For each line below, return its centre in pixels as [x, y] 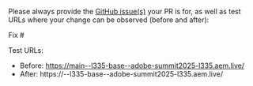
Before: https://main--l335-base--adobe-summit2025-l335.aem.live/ [132, 65]
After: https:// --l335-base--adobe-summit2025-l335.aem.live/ [121, 74]
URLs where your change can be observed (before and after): [109, 20]
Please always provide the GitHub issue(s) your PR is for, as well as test [125, 11]
